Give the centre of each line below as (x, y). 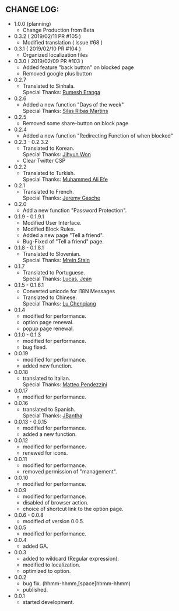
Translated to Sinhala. (49, 86)
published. (35, 589)
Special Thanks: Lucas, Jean (57, 279)
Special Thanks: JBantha (52, 416)
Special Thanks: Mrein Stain (56, 260)
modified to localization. (52, 565)
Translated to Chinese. (50, 297)
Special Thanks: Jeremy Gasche (61, 198)
